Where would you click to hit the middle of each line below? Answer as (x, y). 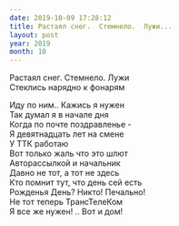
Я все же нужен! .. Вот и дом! (66, 211)
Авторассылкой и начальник (65, 163)
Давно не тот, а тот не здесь (65, 173)
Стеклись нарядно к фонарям (67, 87)
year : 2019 (30, 43)
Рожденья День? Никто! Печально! (78, 192)
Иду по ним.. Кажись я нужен (67, 105)
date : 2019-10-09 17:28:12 (60, 18)
